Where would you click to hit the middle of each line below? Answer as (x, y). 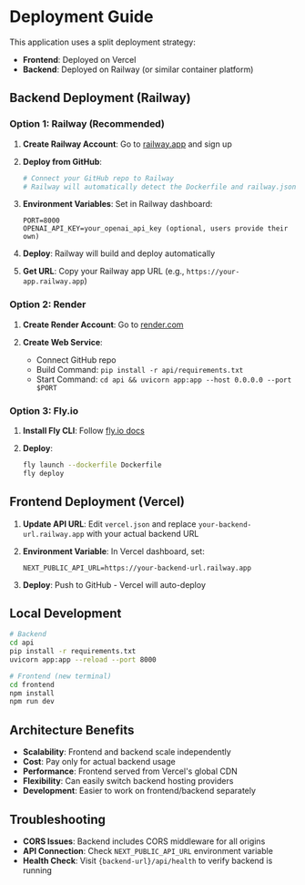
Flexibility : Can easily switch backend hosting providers (128, 781)
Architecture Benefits (72, 730)
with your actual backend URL (142, 533)
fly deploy (43, 473)
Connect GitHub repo (76, 360)
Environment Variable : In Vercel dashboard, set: (113, 551)
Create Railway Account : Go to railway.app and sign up (127, 144)
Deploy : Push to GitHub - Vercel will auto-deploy (114, 584)
